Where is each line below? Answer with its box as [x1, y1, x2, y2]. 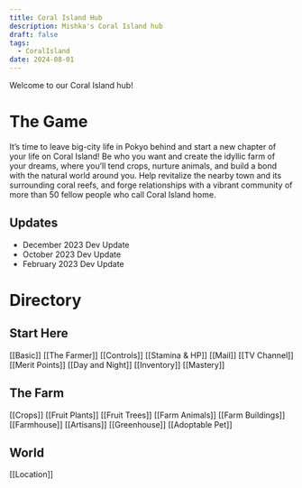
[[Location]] [9, 469, 54, 480]
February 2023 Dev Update [22, 258, 124, 269]
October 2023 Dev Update [22, 249, 122, 260]
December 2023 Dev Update [22, 239, 130, 250]
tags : [9, 38, 30, 48]
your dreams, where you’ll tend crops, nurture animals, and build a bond [9, 160, 278, 171]
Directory [9, 290, 82, 310]
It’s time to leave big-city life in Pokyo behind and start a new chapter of [9, 141, 277, 152]
